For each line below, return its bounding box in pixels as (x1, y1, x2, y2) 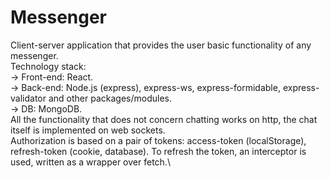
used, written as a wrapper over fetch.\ (10, 156, 171, 168)
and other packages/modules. (48, 92, 172, 104)
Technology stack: (10, 60, 87, 72)
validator (10, 92, 47, 104)
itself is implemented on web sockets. (10, 124, 166, 136)
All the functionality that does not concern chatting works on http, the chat (10, 113, 318, 125)
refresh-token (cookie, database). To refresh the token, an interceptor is (10, 145, 307, 157)
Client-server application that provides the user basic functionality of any (10, 39, 312, 51)
